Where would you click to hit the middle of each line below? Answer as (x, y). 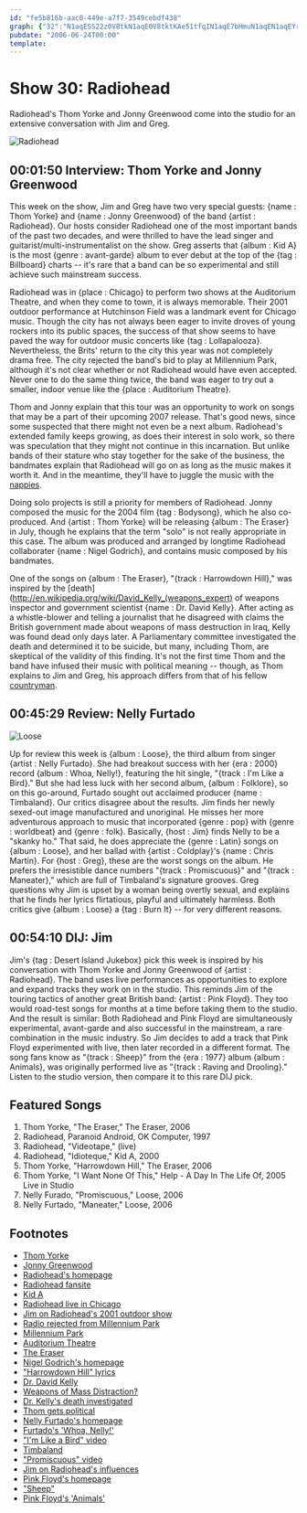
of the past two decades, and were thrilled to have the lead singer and (142, 235)
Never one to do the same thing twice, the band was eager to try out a (142, 379)
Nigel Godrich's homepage (74, 1362)
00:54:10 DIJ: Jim (61, 938)
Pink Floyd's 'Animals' (64, 1498)
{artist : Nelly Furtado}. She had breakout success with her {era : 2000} (144, 763)
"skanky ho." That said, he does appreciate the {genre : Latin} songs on (144, 841)
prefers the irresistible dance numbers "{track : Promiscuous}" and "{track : (152, 870)
